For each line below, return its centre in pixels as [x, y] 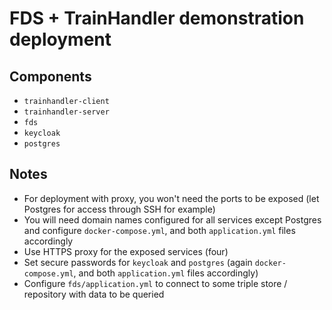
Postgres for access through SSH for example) [119, 209]
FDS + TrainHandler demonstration [157, 18]
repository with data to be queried [94, 294]
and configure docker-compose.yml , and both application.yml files [159, 230]
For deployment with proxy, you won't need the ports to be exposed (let [171, 198]
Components [50, 76]
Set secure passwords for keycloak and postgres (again [138, 262]
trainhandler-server [66, 112]
